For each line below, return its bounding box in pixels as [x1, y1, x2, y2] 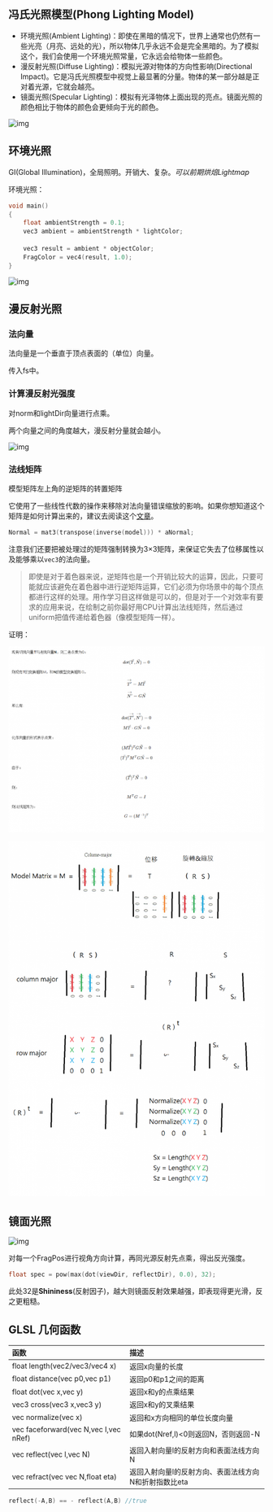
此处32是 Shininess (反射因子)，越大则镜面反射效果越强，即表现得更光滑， [8, 1287, 256, 1296]
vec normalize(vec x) [11, 1413, 83, 1422]
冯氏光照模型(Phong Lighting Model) [8, 7, 195, 22]
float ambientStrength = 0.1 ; [23, 219, 126, 227]
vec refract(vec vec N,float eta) [11, 1471, 117, 1481]
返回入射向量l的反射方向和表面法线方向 [129, 1445, 260, 1455]
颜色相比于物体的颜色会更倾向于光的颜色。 [19, 102, 163, 111]
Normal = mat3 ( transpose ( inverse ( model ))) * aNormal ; [8, 528, 195, 536]
